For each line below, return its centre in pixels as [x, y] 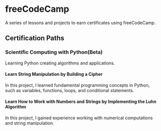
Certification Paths [35, 38]
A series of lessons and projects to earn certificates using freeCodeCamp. [80, 23]
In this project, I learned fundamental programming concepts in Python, [78, 85]
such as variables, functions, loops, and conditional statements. [70, 90]
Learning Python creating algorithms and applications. [60, 63]
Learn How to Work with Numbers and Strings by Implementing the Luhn [81, 101]
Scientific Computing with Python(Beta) [54, 52]
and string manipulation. [30, 123]
